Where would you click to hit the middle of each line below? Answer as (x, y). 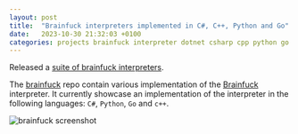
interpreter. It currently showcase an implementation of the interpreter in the (149, 94)
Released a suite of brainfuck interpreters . (87, 67)
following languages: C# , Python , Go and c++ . (89, 104)
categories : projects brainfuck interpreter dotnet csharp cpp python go (149, 42)
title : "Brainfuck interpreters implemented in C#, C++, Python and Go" (149, 26)
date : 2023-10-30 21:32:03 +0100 (75, 34)
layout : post (33, 17)
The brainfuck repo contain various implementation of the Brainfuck (134, 84)
